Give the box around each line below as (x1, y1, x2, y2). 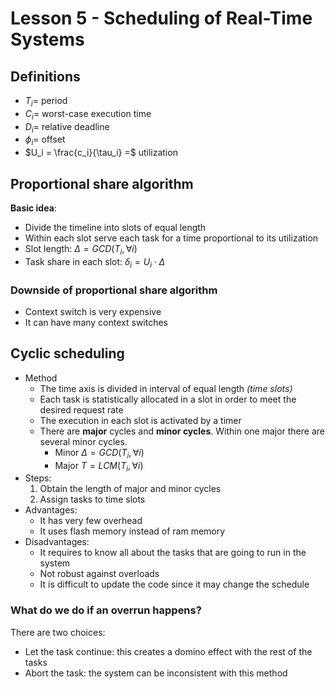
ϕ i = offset (24, 133, 66, 148)
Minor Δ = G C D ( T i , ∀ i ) (54, 446, 145, 461)
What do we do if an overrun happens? (10, 603, 202, 617)
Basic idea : (10, 202, 57, 214)
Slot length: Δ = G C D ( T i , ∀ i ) (24, 243, 138, 257)
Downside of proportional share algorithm (10, 283, 218, 297)
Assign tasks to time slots (39, 493, 146, 506)
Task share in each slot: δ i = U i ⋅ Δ (24, 255, 165, 270)
